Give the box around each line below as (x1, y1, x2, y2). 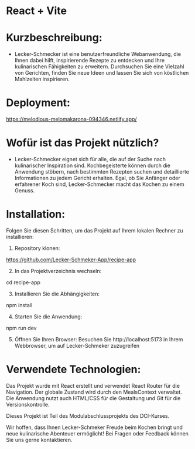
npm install (6, 301, 33, 308)
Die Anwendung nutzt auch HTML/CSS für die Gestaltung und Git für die (6, 394, 181, 401)
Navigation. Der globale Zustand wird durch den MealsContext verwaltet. (6, 388, 183, 395)
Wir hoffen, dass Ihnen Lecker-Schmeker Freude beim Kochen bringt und (6, 424, 183, 431)
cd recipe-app (6, 278, 41, 286)
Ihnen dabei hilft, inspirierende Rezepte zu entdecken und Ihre (14, 57, 165, 64)
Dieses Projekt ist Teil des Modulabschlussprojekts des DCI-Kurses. (6, 412, 170, 419)
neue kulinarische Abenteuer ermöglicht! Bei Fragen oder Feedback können (6, 430, 189, 437)
